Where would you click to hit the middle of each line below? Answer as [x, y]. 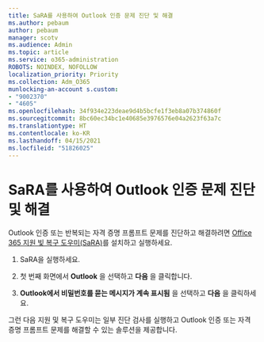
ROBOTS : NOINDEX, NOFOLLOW [53, 67]
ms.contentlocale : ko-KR [49, 133]
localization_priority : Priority [63, 74]
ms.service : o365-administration [63, 60]
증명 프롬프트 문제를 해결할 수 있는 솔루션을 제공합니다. [93, 330]
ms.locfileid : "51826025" [51, 148]
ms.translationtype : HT [48, 126]
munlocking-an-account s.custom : [63, 89]
